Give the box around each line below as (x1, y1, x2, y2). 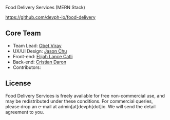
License (5, 79, 31, 88)
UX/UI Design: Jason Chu (12, 48, 67, 54)
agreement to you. (5, 109, 45, 115)
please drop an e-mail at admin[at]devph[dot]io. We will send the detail (5, 103, 156, 109)
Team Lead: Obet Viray (12, 42, 62, 49)
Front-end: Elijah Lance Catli (12, 53, 73, 59)
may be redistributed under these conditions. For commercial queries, (5, 98, 153, 104)
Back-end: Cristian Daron (12, 59, 67, 65)
